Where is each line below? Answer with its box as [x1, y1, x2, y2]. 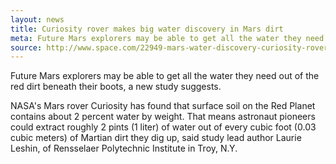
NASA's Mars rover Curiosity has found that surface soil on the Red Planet [10, 100, 316, 112]
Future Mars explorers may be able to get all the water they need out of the [10, 70, 320, 82]
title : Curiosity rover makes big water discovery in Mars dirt [10, 24, 284, 34]
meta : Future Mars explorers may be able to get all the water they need [10, 33, 325, 43]
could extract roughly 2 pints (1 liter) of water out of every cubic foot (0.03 [10, 121, 317, 133]
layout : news [10, 14, 65, 25]
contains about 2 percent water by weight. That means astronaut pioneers [10, 111, 316, 123]
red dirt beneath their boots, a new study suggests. [10, 81, 222, 93]
